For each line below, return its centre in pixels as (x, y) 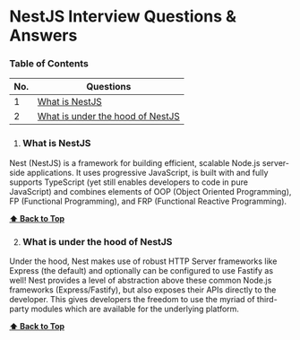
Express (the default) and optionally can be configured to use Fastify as (141, 271)
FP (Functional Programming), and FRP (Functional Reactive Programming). (148, 201)
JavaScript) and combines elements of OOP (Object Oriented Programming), (150, 191)
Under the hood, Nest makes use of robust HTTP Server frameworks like (143, 261)
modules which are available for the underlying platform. (135, 309)
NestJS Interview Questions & (123, 17)
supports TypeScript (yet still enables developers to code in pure (129, 182)
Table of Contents (49, 64)
